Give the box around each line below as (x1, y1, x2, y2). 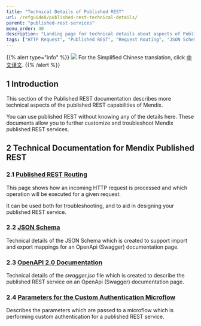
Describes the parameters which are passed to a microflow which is (6, 307, 174, 314)
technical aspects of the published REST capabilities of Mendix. (6, 101, 163, 108)
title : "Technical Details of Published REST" (6, 8, 124, 15)
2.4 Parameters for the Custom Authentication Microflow (6, 293, 176, 301)
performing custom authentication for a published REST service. (6, 313, 165, 321)
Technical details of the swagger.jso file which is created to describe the (6, 272, 185, 279)
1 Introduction (6, 79, 59, 89)
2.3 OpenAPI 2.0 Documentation (6, 258, 103, 267)
